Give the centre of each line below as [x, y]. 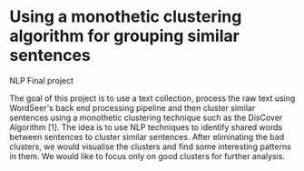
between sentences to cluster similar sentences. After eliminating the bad [147, 136]
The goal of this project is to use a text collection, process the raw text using [152, 98]
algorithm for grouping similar [125, 36]
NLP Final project [42, 80]
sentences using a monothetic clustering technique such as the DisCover [146, 117]
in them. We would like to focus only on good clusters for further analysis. [147, 156]
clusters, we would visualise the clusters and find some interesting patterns [151, 146]
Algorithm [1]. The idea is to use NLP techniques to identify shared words [146, 127]
